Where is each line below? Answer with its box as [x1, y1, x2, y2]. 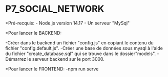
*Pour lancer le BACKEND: [5, 30, 62, 36]
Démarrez [5, 56, 27, 62]
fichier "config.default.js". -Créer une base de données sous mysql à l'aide [5, 45, 163, 51]
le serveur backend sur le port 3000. [27, 56, 105, 62]
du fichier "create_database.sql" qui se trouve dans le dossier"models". [5, 50, 156, 57]
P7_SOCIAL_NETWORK [5, 3, 104, 15]
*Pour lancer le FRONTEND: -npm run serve [5, 66, 99, 72]
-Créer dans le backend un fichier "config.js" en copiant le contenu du [5, 39, 154, 46]
